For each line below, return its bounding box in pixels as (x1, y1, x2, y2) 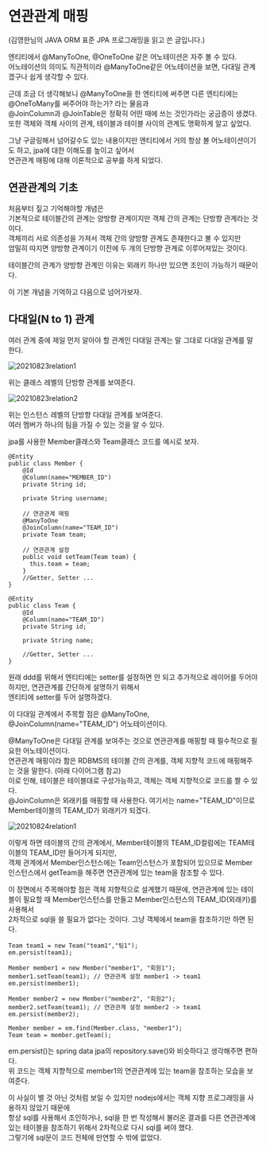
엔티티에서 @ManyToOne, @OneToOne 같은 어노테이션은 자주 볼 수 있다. (8, 52, 237, 61)
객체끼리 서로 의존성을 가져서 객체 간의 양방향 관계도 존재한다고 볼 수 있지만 (8, 233, 241, 243)
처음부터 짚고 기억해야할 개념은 (8, 204, 105, 213)
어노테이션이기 (210, 135, 256, 145)
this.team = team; (29, 560, 91, 568)
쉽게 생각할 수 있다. (29, 72, 89, 81)
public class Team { (8, 601, 77, 609)
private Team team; (22, 530, 87, 538)
